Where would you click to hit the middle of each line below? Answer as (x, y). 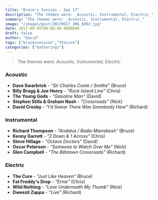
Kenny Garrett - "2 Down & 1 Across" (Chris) (59, 136)
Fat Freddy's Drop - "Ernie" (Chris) (49, 181)
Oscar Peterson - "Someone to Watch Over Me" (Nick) (69, 147)
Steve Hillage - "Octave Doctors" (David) (55, 142)
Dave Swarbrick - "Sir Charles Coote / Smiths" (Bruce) (69, 85)
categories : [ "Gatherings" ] (35, 47)
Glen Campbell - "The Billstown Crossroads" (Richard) (69, 152)
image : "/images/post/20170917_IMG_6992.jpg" (53, 24)
